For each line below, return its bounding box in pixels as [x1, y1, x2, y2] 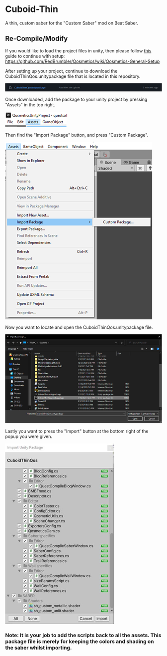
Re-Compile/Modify [5, 34, 68, 43]
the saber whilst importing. [5, 644, 72, 651]
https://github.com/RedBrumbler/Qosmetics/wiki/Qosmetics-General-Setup [5, 58, 160, 64]
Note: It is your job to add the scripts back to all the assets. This [5, 632, 162, 639]
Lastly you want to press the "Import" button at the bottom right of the [5, 428, 149, 434]
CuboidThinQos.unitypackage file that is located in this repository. [5, 73, 141, 79]
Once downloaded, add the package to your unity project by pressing [5, 96, 148, 103]
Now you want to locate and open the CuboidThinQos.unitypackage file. [5, 324, 153, 330]
